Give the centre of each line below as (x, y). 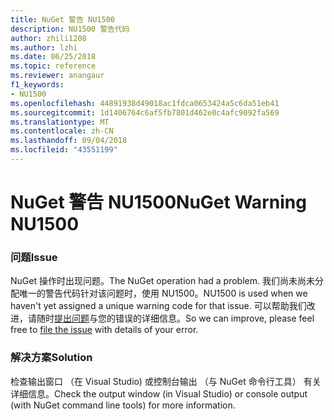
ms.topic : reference (53, 66)
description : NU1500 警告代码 (70, 29)
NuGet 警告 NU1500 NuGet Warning (158, 202)
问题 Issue (34, 257)
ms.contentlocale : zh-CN (62, 131)
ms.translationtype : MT (60, 122)
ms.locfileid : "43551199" (64, 150)
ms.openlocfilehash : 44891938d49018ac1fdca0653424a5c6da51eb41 (145, 103)
